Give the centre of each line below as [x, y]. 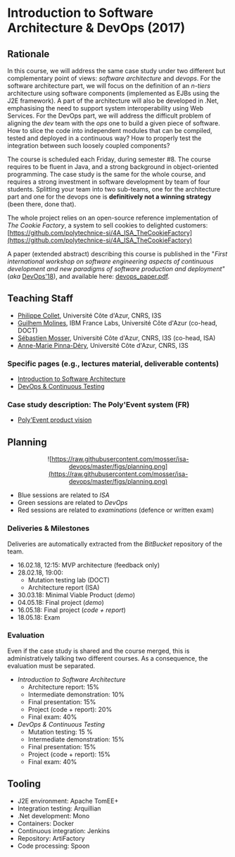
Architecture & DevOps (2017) [96, 28]
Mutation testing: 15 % [61, 732]
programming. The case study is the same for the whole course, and [107, 174]
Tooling [24, 784]
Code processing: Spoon [53, 846]
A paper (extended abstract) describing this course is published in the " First [118, 254]
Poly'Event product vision [55, 420]
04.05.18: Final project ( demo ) [61, 602]
